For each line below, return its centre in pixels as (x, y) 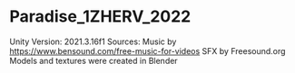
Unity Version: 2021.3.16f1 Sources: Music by (93, 41)
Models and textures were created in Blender (94, 60)
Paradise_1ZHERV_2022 (100, 17)
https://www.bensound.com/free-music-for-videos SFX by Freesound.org (147, 50)
